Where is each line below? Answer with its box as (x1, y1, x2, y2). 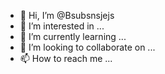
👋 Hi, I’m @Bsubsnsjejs (19, 10, 115, 21)
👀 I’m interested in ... (19, 20, 105, 32)
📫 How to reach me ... (19, 53, 113, 64)
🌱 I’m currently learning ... (19, 31, 127, 42)
